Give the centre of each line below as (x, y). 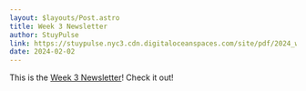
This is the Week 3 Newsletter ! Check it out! (92, 77)
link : (20, 43)
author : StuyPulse (44, 35)
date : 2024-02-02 (42, 52)
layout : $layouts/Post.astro (65, 18)
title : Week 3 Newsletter (58, 26)
